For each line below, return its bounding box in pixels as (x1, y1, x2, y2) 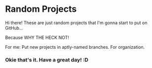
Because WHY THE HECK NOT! (5, 34, 69, 40)
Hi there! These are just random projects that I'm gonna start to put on (5, 20, 148, 26)
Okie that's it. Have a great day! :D (5, 56, 89, 63)
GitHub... (5, 25, 23, 31)
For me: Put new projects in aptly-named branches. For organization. (5, 44, 145, 50)
